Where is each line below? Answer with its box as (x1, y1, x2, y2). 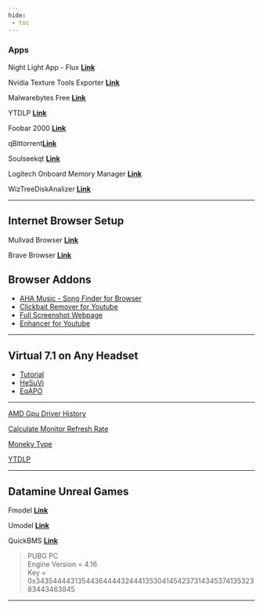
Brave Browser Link (8, 250, 72, 260)
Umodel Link (8, 521, 49, 531)
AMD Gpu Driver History (8, 409, 86, 418)
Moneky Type (8, 439, 52, 449)
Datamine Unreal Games (8, 484, 129, 498)
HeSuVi (19, 378, 45, 388)
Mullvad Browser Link (8, 235, 79, 244)
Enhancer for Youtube (19, 319, 91, 328)
